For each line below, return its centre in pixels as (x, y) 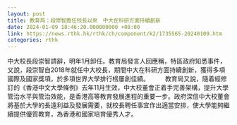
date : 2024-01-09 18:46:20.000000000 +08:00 (74, 27)
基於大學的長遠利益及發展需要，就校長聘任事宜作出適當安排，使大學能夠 (118, 105)
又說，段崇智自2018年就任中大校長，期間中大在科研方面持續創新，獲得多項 (116, 70)
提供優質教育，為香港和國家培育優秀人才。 (75, 114)
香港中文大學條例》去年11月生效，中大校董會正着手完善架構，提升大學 (127, 88)
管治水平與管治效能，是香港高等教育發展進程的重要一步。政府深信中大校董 (115, 97)
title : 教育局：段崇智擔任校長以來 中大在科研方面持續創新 (84, 20)
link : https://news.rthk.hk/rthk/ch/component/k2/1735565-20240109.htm (115, 34)
